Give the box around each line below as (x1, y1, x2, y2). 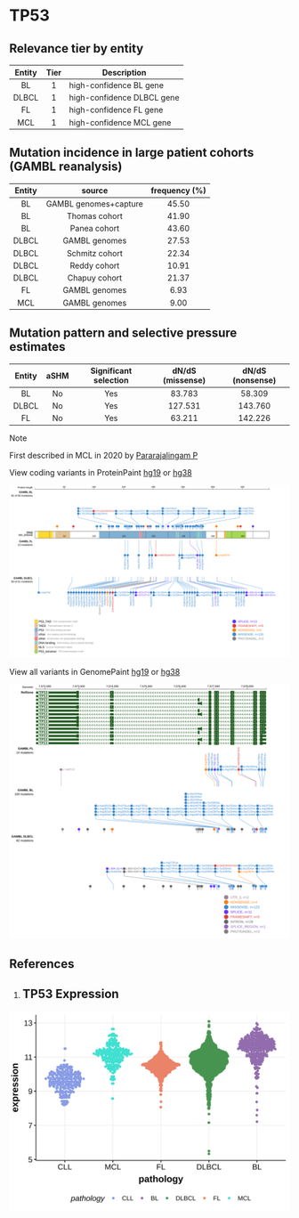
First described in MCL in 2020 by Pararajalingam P (9, 450, 198, 460)
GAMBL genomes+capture (45, 198, 144, 209)
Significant (90, 366, 133, 377)
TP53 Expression (21, 987, 119, 1002)
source (81, 185, 109, 196)
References (9, 956, 75, 971)
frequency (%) (150, 185, 206, 196)
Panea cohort (69, 223, 120, 234)
